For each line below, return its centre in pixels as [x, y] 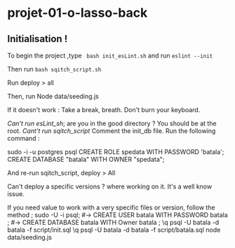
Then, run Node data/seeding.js [53, 96]
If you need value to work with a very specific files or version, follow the [111, 207]
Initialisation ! [38, 39]
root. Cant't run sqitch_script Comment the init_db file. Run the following [112, 131]
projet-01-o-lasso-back [78, 13]
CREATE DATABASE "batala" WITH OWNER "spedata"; [86, 159]
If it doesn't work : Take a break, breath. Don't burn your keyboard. [104, 110]
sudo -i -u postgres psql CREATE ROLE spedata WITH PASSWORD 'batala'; [116, 152]
